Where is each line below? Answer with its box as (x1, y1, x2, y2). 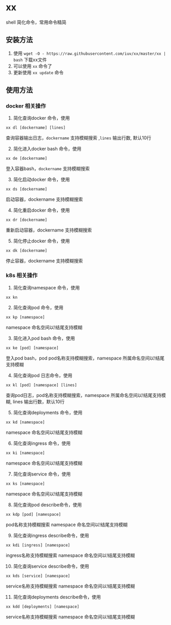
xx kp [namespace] (6, 315, 45, 320)
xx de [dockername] (6, 156, 48, 161)
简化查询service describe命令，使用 (13, 563, 89, 569)
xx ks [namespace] (6, 481, 45, 486)
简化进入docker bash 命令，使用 (13, 145, 81, 152)
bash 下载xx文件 (13, 56, 47, 62)
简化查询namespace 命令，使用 (13, 284, 80, 290)
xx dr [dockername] (6, 217, 48, 223)
